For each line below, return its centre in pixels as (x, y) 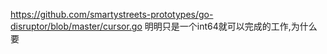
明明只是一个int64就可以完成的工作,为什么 (231, 26)
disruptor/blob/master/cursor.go (76, 26)
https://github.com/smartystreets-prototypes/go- (112, 14)
